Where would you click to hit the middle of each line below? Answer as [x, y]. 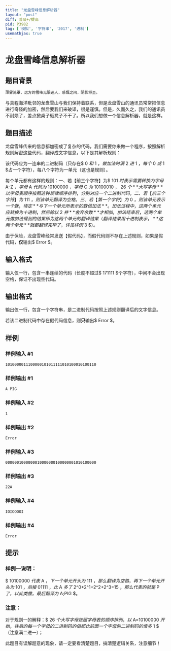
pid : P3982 [17, 24]
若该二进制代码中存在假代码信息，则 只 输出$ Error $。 [61, 321]
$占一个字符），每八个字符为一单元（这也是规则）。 [58, 169]
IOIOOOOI [14, 511]
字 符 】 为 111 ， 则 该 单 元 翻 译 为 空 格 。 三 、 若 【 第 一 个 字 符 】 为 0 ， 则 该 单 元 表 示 [85, 199]
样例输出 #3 [20, 476]
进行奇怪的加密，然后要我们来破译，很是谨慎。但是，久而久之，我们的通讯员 [85, 109]
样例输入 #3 [20, 452]
